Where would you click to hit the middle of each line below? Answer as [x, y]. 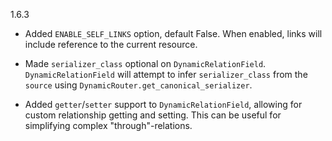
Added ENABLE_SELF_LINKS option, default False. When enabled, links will [173, 33]
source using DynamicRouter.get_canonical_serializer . [138, 85]
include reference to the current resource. [111, 44]
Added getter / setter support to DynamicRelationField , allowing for [163, 104]
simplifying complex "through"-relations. [108, 125]
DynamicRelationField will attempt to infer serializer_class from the [166, 74]
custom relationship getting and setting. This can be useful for [153, 115]
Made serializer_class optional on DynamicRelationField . [145, 63]
